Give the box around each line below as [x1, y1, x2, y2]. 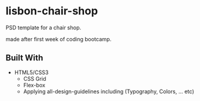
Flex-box [23, 81, 46, 88]
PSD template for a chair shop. [5, 24, 82, 31]
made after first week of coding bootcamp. [5, 35, 112, 42]
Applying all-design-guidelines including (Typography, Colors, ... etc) [23, 88, 195, 95]
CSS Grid [23, 75, 46, 82]
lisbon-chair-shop [5, 4, 98, 18]
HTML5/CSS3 [14, 69, 49, 76]
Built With [5, 53, 43, 63]
